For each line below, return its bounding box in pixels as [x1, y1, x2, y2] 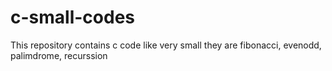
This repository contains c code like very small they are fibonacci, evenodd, [10, 39, 322, 51]
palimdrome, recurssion [10, 49, 108, 61]
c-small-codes [10, 6, 135, 29]
